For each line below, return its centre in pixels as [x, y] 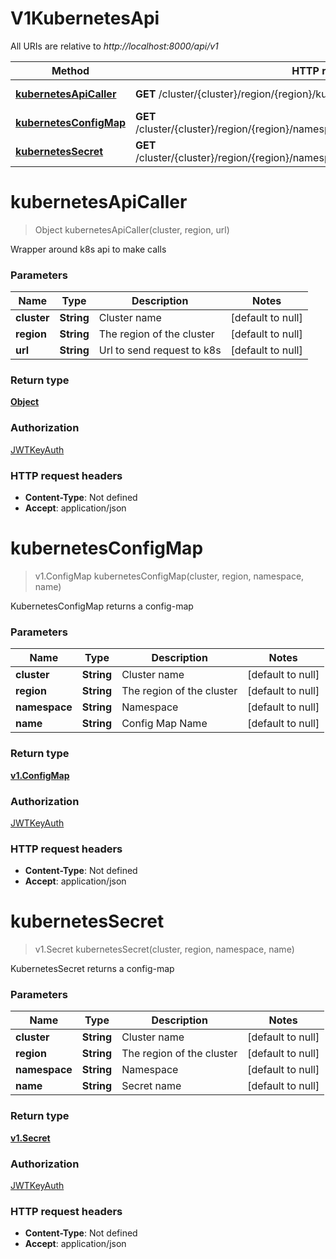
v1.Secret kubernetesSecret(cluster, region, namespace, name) [164, 949]
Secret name [151, 1086]
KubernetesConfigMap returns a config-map [102, 606]
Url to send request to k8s [160, 350]
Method [70, 70]
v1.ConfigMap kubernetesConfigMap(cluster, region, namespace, [169, 576]
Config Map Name [164, 724]
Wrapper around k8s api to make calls [88, 249]
